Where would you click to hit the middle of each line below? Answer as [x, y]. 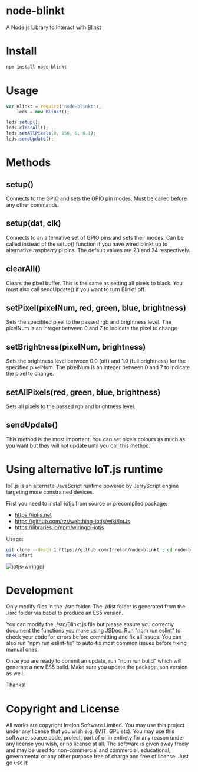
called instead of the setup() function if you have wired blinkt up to [87, 244]
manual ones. [23, 649]
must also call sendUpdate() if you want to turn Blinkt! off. [76, 289]
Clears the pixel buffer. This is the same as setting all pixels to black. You [94, 283]
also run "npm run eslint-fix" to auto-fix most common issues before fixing [96, 643]
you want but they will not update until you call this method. [78, 445]
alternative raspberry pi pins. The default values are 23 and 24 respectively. [98, 250]
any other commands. [33, 204]
